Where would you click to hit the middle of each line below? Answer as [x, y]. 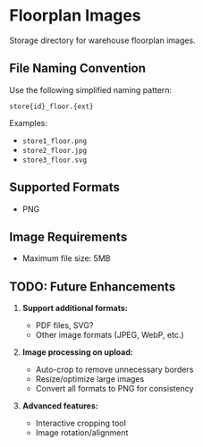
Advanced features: [60, 406]
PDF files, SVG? [64, 325]
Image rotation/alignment [82, 433]
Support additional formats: [75, 308]
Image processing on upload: [78, 352]
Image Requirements [68, 236]
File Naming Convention [77, 68]
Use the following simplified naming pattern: [91, 89]
